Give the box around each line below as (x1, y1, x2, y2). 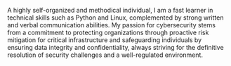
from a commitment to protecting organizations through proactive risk (7, 28, 209, 37)
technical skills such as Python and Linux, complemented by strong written (7, 13, 224, 22)
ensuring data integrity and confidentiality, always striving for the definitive (7, 44, 224, 51)
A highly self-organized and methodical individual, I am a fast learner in (7, 6, 213, 14)
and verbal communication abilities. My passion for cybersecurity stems (7, 21, 216, 29)
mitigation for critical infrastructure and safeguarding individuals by (7, 36, 202, 44)
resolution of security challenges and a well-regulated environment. (7, 51, 204, 59)
